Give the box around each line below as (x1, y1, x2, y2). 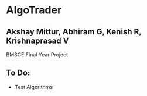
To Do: (6, 68, 30, 78)
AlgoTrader (6, 3, 62, 17)
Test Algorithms (14, 83, 53, 90)
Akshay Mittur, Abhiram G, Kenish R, (6, 27, 142, 37)
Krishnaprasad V (6, 35, 69, 45)
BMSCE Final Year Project (6, 51, 69, 58)
